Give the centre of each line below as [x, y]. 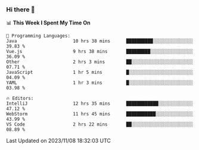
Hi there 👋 [21, 10]
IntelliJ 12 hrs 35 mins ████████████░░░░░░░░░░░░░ [100, 104]
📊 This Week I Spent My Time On [48, 23]
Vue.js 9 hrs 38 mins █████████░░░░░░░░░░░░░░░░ [100, 52]
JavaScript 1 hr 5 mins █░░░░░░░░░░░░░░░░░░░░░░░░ [100, 73]
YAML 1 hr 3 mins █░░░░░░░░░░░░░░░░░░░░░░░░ [100, 83]
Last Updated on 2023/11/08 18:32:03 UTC [59, 141]
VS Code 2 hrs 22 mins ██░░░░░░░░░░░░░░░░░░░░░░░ [100, 124]
